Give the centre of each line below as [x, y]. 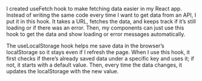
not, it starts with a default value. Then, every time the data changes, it [94, 65]
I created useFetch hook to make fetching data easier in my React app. [94, 9]
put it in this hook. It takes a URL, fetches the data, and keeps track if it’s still [101, 21]
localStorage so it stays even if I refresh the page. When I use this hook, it [98, 52]
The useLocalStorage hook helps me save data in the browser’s [85, 46]
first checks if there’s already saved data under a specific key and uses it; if [100, 58]
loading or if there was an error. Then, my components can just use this [95, 28]
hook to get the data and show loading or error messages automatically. [96, 34]
